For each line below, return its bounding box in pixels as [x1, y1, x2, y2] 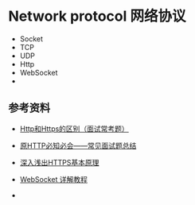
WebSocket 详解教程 [19, 174, 88, 184]
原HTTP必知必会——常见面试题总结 [19, 141, 137, 150]
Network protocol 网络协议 [8, 7, 186, 25]
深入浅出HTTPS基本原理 [19, 157, 99, 167]
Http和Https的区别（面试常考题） [19, 124, 129, 133]
